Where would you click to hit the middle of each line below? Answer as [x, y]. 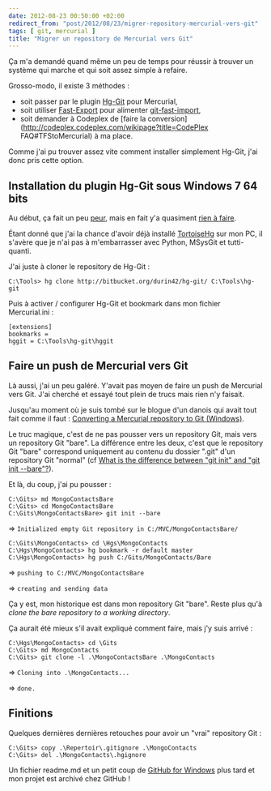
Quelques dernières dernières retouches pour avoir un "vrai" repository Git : [135, 733]
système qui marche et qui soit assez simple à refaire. [98, 71]
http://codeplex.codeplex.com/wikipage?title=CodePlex [116, 127]
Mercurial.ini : [31, 312]
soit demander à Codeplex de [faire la [83, 119]
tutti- [236, 242]
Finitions [31, 714]
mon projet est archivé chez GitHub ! [70, 778]
